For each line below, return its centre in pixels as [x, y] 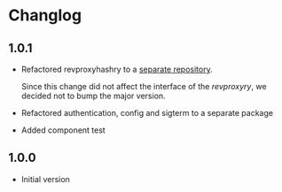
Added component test [63, 130]
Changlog [45, 15]
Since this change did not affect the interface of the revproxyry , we [144, 86]
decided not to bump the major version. [93, 96]
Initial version [45, 179]
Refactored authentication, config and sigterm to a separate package [147, 113]
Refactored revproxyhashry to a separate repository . [117, 69]
